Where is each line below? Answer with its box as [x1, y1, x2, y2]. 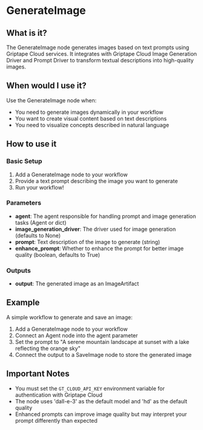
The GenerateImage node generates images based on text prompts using [6, 44, 190, 51]
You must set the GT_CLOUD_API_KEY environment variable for [15, 385, 165, 392]
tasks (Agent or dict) [15, 219, 67, 226]
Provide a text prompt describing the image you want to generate [15, 177, 178, 185]
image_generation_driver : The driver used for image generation [15, 225, 176, 233]
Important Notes [6, 369, 70, 379]
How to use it [6, 139, 57, 149]
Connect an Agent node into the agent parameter [15, 331, 138, 339]
